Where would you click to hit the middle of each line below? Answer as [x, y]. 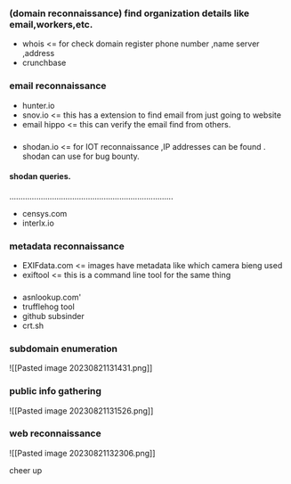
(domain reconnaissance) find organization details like [129, 13]
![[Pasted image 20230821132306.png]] [82, 453]
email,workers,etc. [51, 24]
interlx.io [38, 223]
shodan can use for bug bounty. [81, 156]
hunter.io [38, 105]
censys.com [44, 213]
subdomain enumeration [64, 349]
